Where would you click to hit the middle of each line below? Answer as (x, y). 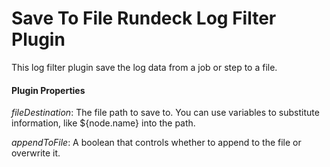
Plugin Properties (48, 90)
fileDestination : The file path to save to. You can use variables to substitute (165, 113)
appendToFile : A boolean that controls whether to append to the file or (156, 143)
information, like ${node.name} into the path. (103, 123)
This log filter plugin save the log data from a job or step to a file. (144, 67)
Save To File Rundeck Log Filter (144, 18)
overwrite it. (36, 153)
